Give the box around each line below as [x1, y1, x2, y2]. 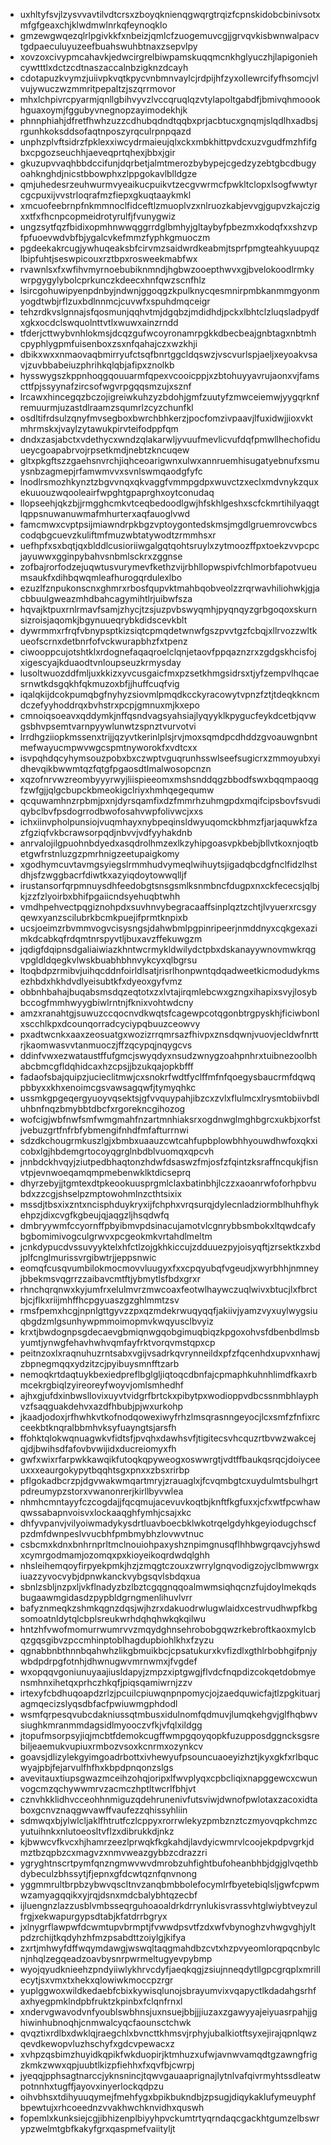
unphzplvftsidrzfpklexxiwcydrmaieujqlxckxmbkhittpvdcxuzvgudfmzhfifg [19, 136, 317, 148]
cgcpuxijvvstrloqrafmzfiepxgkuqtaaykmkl [19, 189, 192, 201]
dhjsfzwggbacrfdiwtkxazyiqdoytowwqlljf [19, 869, 188, 881]
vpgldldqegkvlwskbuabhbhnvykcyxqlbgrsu [19, 954, 198, 966]
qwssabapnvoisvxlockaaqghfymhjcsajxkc [19, 1507, 192, 1518]
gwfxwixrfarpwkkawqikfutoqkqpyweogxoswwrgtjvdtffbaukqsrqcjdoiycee [19, 1454, 321, 1465]
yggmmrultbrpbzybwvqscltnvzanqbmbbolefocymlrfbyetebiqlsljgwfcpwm [19, 1879, 320, 1890]
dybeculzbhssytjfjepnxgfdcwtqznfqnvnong [19, 1868, 198, 1879]
